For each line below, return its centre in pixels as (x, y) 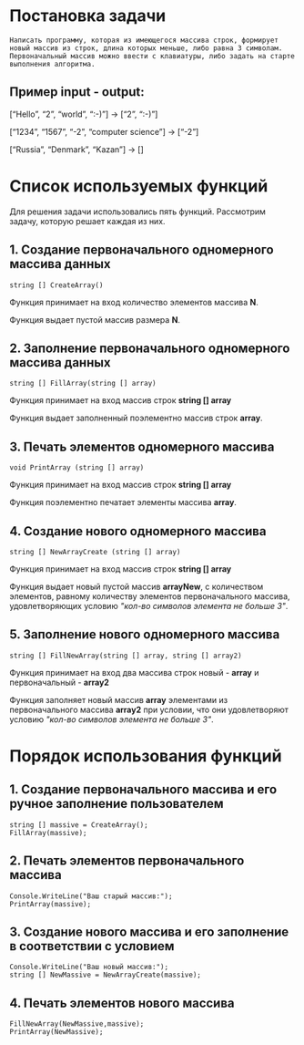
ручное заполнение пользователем (117, 804)
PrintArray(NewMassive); (56, 1032)
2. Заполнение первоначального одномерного (150, 348)
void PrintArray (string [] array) (77, 468)
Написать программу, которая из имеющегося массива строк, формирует (144, 40)
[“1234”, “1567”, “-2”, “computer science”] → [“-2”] (104, 131)
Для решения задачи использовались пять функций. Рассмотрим (138, 212)
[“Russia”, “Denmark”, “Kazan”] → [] (76, 149)
